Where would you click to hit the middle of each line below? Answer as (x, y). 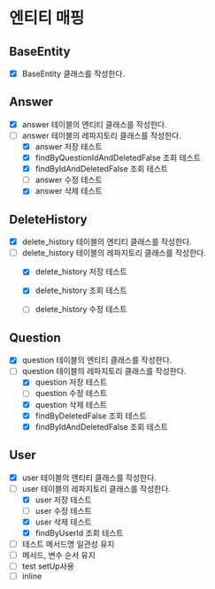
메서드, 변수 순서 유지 (58, 555)
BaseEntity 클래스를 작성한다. (73, 73)
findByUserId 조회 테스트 (79, 532)
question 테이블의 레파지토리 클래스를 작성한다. (104, 371)
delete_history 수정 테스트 (81, 310)
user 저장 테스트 (63, 500)
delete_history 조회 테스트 (81, 291)
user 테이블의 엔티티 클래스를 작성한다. (89, 478)
